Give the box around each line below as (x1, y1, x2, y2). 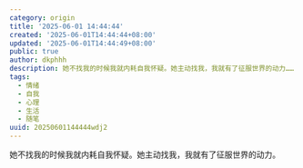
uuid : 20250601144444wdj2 (9, 124, 107, 133)
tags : (9, 73, 30, 82)
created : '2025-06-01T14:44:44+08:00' (9, 30, 157, 39)
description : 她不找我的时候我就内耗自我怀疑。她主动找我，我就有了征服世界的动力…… (9, 64, 294, 74)
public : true (9, 47, 59, 56)
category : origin (9, 13, 76, 23)
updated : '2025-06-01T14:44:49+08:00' (9, 38, 157, 48)
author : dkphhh (9, 55, 67, 64)
